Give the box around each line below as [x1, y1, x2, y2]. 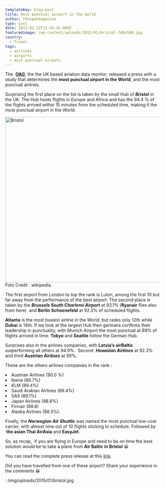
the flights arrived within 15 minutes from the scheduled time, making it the [5, 102, 157, 108]
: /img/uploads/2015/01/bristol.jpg [5, 478, 74, 484]
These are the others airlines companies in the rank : [5, 363, 113, 368]
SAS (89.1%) [11, 393, 37, 399]
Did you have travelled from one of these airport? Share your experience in [5, 463, 157, 469]
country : [5, 35, 23, 40]
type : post [5, 21, 28, 26]
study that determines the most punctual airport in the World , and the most [5, 77, 160, 82]
